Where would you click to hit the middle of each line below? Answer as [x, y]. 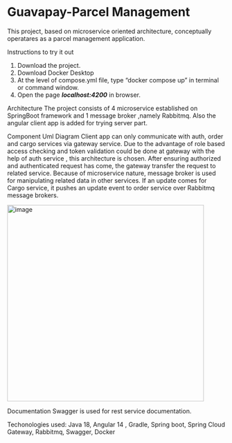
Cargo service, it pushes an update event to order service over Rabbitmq [111, 188]
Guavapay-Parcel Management [99, 12]
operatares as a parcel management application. [76, 38]
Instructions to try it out [41, 52]
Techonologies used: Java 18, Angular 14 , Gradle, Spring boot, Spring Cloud [116, 424]
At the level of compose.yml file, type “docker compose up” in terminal [118, 80]
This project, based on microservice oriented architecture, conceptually [109, 31]
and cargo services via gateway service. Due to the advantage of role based [116, 143]
